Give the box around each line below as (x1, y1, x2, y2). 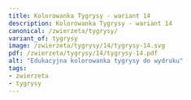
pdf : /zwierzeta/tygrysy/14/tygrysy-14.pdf (8, 49, 158, 57)
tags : (8, 65, 27, 73)
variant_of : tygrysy (8, 34, 79, 43)
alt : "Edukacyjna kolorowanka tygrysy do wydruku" (8, 57, 184, 65)
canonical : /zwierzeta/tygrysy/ (8, 27, 118, 35)
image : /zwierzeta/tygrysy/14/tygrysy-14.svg (8, 42, 165, 50)
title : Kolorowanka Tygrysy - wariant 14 (8, 11, 151, 20)
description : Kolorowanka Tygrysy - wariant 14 (8, 19, 173, 27)
